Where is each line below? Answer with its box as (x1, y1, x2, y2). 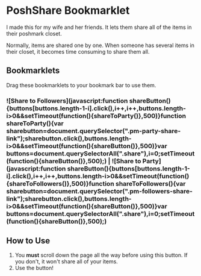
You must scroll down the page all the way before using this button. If (14, 251, 188, 259)
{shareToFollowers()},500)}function (6, 179, 114, 187)
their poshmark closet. (6, 30, 62, 37)
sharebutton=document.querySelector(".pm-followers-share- (6, 187, 193, 195)
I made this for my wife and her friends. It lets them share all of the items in (6, 24, 192, 31)
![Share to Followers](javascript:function (6, 96, 128, 105)
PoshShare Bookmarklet (6, 4, 130, 17)
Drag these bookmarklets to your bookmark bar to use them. (6, 81, 156, 89)
